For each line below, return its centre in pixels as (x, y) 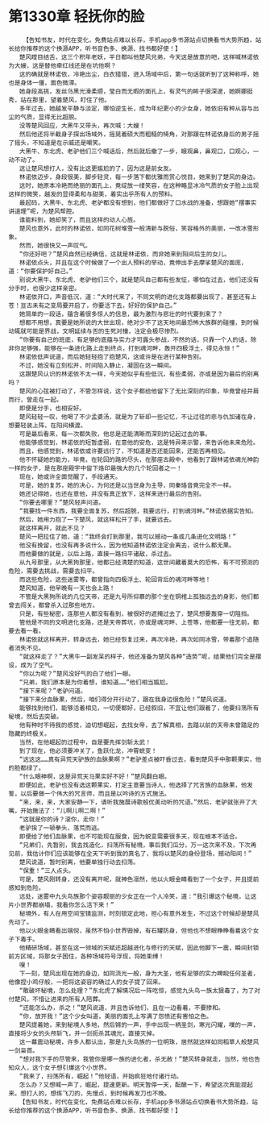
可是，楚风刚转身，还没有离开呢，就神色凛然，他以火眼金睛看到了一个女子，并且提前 (139, 879)
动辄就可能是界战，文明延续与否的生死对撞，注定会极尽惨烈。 (96, 331)
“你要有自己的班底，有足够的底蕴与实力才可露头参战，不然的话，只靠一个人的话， (135, 339)
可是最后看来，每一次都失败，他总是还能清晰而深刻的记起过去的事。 (115, 434)
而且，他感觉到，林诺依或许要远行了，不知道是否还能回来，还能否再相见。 (124, 451)
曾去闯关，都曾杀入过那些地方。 (54, 605)
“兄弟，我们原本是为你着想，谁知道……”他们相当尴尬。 (95, 682)
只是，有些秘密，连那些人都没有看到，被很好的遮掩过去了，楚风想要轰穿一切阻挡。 (136, 613)
